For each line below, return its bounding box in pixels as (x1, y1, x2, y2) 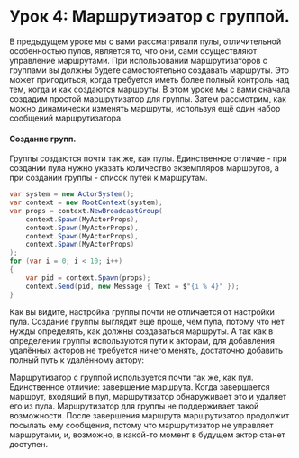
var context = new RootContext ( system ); (9, 198, 164, 208)
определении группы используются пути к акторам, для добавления (9, 335, 275, 346)
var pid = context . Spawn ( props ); (25, 273, 151, 283)
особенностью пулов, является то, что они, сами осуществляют (9, 45, 258, 56)
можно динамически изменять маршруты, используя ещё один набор (9, 103, 281, 113)
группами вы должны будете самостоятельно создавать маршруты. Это (9, 65, 290, 76)
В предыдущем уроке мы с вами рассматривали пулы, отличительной (9, 36, 282, 47)
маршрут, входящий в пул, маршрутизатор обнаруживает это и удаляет (9, 391, 287, 401)
